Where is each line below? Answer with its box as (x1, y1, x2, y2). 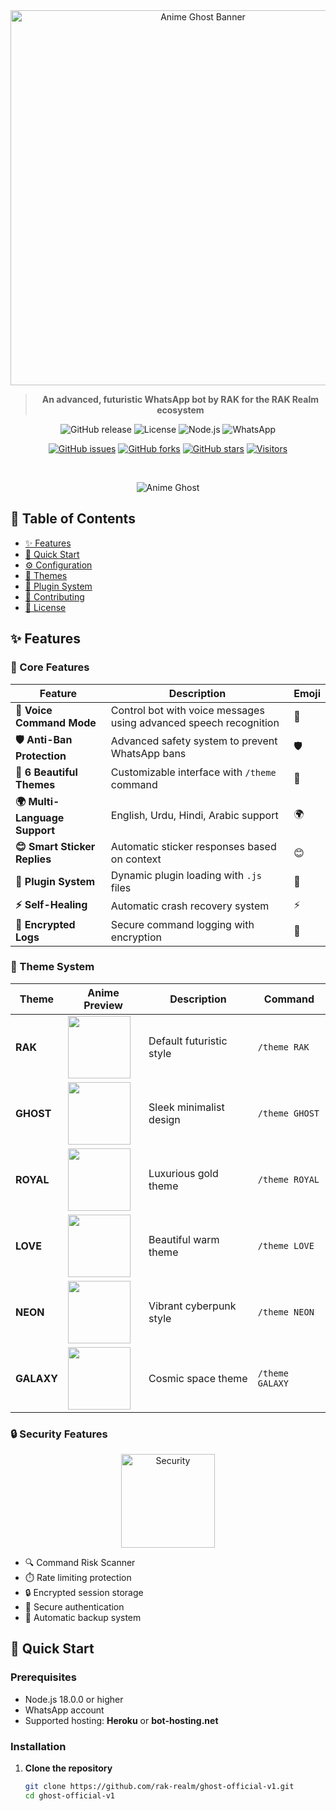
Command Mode (15, 715, 97, 729)
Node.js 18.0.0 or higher (24, 1693, 124, 1705)
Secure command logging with (110, 917, 255, 931)
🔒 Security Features (10, 1427, 108, 1441)
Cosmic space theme (148, 1371, 248, 1385)
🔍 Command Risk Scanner (24, 1557, 136, 1569)
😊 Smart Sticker (15, 839, 96, 853)
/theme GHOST (257, 1107, 320, 1119)
